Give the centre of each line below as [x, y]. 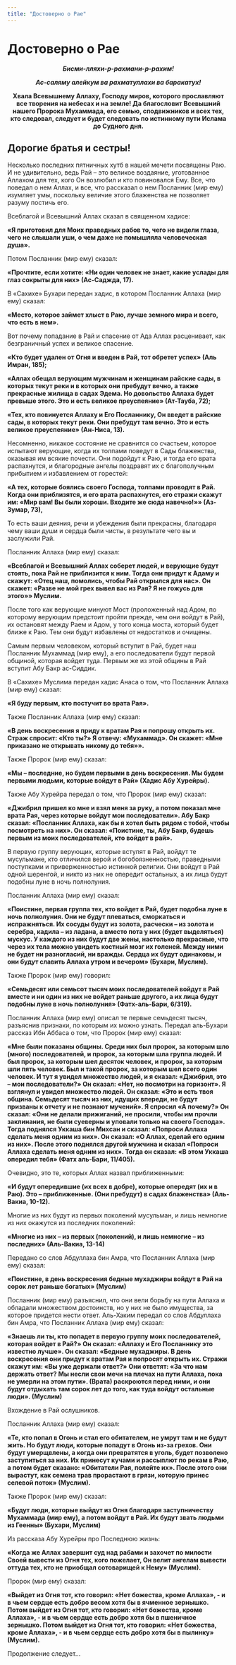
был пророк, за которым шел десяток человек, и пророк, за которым [115, 1062]
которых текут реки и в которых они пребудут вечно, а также [103, 386]
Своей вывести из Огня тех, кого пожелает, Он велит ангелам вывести [117, 1560]
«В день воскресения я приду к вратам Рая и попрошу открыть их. [111, 731]
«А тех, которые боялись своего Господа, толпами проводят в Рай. [111, 487]
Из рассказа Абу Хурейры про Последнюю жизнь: [84, 1539]
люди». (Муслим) [35, 1396]
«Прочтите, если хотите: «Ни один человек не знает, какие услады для [118, 272]
